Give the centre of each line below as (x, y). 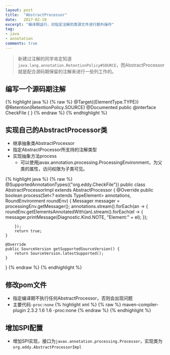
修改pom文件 (26, 285)
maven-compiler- (141, 305)
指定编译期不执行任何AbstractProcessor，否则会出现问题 (72, 298)
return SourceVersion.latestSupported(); (59, 254)
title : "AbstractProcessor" (36, 15)
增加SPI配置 (24, 328)
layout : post (19, 10)
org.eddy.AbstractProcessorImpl (47, 347)
